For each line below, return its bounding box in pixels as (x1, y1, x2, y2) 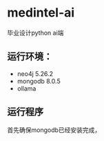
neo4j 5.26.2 (17, 69, 54, 77)
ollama (17, 84, 37, 93)
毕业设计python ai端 (7, 28, 64, 37)
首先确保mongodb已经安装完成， (7, 126, 101, 134)
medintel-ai (7, 5, 75, 21)
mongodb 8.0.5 (17, 77, 61, 85)
